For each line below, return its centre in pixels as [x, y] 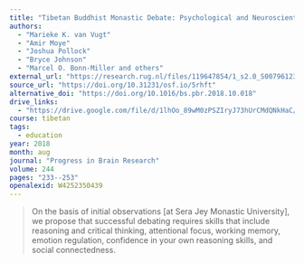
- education [40, 136]
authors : [26, 26]
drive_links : [34, 102]
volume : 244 [32, 169]
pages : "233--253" [44, 177]
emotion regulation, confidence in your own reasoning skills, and [152, 240]
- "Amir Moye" [44, 43]
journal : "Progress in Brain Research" [85, 160]
